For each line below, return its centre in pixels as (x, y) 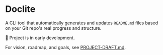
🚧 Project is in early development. (40, 38)
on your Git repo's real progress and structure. (53, 28)
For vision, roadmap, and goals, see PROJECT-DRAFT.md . (65, 47)
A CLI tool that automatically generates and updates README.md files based (82, 23)
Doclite (20, 9)
